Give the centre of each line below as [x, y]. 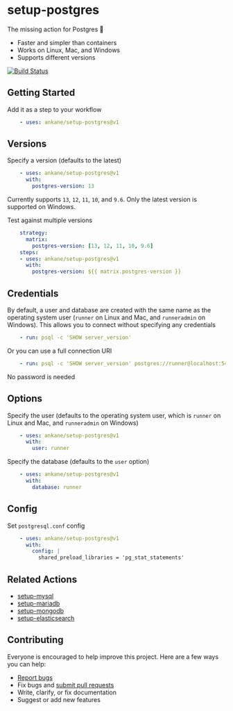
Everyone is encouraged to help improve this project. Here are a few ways [113, 656]
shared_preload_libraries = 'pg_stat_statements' [111, 558]
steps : [29, 252]
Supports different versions [56, 57]
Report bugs [35, 677]
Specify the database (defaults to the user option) [78, 462]
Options [25, 399]
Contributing [35, 640]
